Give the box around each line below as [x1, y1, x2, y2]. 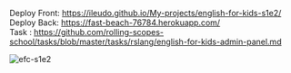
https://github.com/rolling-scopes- [33, 27, 165, 37]
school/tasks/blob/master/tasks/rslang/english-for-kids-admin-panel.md [9, 36, 282, 47]
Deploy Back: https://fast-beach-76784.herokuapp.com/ [9, 17, 221, 28]
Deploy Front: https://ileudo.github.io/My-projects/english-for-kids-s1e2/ [9, 8, 282, 18]
